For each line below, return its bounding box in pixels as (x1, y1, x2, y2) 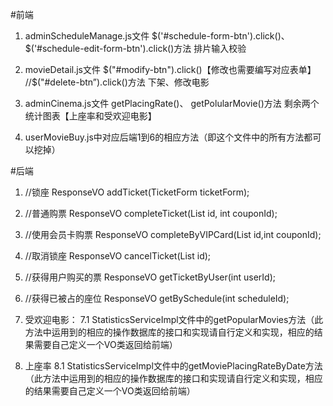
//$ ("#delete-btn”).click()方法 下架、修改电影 (24, 76, 210, 88)
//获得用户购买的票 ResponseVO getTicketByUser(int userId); (24, 271, 277, 283)
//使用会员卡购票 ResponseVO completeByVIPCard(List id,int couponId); (24, 229, 322, 240)
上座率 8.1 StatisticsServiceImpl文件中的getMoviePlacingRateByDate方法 (24, 360, 323, 372)
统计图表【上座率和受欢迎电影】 (24, 110, 157, 122)
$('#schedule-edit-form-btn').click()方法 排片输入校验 (24, 43, 247, 54)
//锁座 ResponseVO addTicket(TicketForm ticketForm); (24, 186, 250, 198)
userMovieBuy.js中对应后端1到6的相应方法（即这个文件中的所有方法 (24, 131, 305, 143)
